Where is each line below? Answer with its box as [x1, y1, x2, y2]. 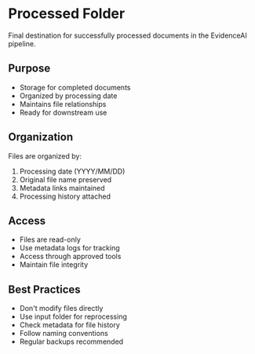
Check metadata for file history [19, 320, 120, 330]
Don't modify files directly [19, 304, 104, 313]
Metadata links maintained [19, 183, 105, 192]
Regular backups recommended [19, 337, 124, 346]
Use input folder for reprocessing [19, 312, 127, 322]
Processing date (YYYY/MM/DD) [19, 166, 126, 176]
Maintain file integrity [19, 260, 89, 269]
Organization [8, 130, 73, 144]
